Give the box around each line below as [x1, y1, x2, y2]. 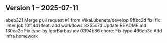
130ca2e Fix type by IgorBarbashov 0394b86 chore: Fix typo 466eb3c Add [5, 27, 162, 34]
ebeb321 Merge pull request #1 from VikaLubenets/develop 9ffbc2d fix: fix [5, 17, 160, 23]
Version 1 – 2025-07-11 [5, 4, 78, 12]
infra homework [5, 33, 38, 39]
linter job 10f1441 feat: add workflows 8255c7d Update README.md [5, 22, 147, 28]
